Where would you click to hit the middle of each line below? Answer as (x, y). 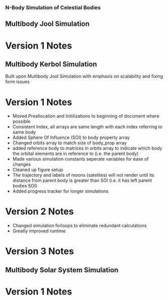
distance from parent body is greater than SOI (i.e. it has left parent (82, 180)
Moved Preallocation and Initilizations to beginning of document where (86, 116)
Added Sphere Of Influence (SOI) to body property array (71, 137)
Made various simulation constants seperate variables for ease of (80, 159)
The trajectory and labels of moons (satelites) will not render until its (83, 175)
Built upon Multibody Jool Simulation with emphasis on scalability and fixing (84, 76)
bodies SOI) (25, 186)
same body (24, 132)
